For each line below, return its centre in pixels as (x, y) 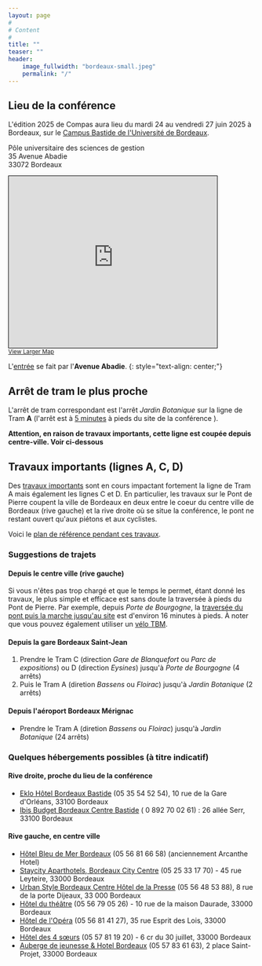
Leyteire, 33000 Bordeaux (62, 878)
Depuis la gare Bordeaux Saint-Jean (68, 642)
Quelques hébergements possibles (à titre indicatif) (109, 757)
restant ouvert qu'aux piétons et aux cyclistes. (83, 519)
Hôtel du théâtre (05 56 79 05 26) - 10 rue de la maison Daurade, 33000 (136, 903)
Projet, (30, 953)
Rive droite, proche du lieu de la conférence (80, 776)
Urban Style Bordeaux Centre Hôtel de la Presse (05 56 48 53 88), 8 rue (136, 887)
